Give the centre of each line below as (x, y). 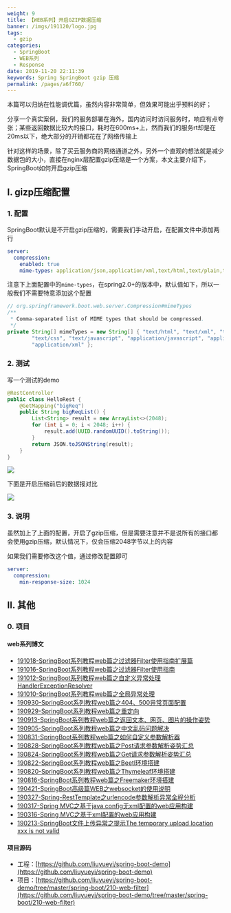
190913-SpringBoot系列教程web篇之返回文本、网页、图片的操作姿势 (114, 719)
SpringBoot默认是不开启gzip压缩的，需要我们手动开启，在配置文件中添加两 (113, 229)
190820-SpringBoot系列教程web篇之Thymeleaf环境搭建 (96, 771)
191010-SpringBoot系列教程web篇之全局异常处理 (86, 694)
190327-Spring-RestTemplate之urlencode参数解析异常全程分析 (106, 797)
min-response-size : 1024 (55, 582)
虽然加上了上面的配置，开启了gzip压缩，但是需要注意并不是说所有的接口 (110, 533)
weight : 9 (21, 13)
